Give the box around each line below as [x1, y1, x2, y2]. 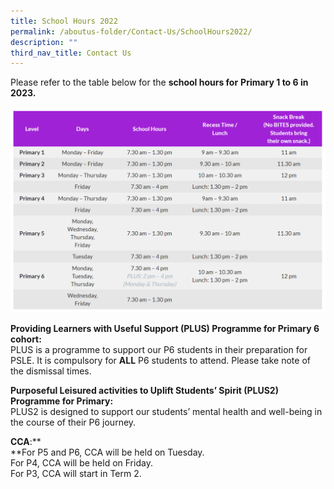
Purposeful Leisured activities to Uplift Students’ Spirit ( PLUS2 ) [10, 385, 279, 397]
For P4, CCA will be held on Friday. [10, 457, 153, 469]
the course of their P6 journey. [10, 416, 137, 429]
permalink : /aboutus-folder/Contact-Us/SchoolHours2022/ [10, 26, 253, 37]
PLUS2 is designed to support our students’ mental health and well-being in [10, 406, 323, 418]
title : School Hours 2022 [10, 16, 118, 26]
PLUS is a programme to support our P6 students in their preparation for [10, 344, 308, 356]
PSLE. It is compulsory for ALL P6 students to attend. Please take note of [10, 355, 311, 367]
